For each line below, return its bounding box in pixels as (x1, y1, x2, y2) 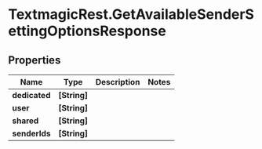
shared (12, 115, 39, 126)
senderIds (12, 128, 51, 139)
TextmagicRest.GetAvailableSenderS (8, 5, 255, 24)
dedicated (12, 90, 51, 100)
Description (95, 77, 140, 87)
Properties (8, 53, 61, 67)
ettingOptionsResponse (8, 22, 166, 40)
